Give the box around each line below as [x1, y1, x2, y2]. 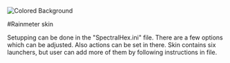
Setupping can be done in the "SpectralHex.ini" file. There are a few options [7, 33, 223, 42]
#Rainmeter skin [7, 20, 54, 28]
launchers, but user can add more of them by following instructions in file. [7, 48, 218, 56]
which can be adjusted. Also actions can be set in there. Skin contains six [7, 41, 216, 48]
